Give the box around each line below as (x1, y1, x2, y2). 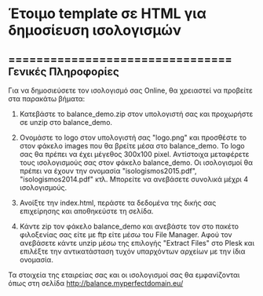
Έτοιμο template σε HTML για (8, 5, 206, 23)
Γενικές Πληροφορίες (8, 64, 119, 79)
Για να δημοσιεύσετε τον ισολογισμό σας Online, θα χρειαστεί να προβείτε (8, 86, 253, 95)
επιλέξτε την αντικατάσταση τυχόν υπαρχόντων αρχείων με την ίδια (19, 247, 246, 256)
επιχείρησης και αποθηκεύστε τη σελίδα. (19, 206, 155, 216)
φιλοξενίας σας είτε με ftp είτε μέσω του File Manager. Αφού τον (19, 230, 233, 239)
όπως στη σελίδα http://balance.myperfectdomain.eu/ (8, 279, 184, 287)
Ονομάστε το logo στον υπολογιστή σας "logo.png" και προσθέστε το (19, 133, 247, 142)
